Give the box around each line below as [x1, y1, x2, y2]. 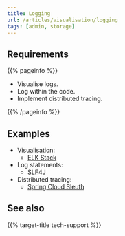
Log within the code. [16, 87, 76, 96]
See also [7, 202, 45, 214]
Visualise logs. [16, 80, 58, 88]
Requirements [7, 48, 69, 60]
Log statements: [16, 161, 63, 169]
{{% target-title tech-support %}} [7, 221, 102, 229]
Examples [7, 128, 50, 140]
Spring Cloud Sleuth [27, 183, 84, 191]
